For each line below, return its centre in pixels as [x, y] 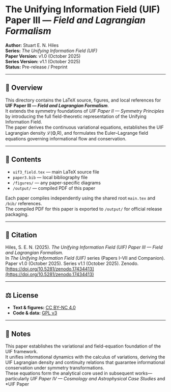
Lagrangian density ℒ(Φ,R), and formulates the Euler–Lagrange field [77, 133]
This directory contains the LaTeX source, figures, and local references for [83, 100]
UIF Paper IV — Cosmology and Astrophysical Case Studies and [98, 378]
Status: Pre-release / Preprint [36, 67]
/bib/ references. [24, 203]
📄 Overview [24, 88]
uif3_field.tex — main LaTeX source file [56, 171]
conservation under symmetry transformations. [55, 368]
